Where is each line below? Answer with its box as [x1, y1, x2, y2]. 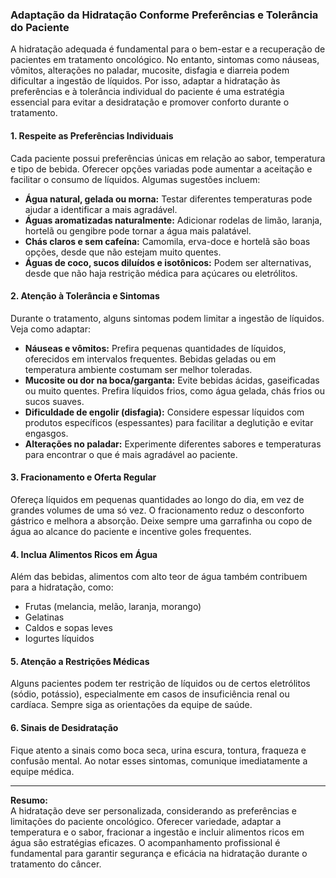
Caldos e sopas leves [24, 622, 113, 634]
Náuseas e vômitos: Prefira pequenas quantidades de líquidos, [24, 342, 287, 354]
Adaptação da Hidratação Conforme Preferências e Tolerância [10, 8, 319, 22]
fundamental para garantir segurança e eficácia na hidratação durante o [10, 847, 308, 859]
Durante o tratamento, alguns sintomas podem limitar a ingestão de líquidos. [10, 312, 325, 324]
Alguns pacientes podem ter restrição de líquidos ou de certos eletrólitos [10, 678, 311, 690]
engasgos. [24, 427, 69, 439]
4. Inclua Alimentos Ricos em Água [10, 548, 158, 560]
